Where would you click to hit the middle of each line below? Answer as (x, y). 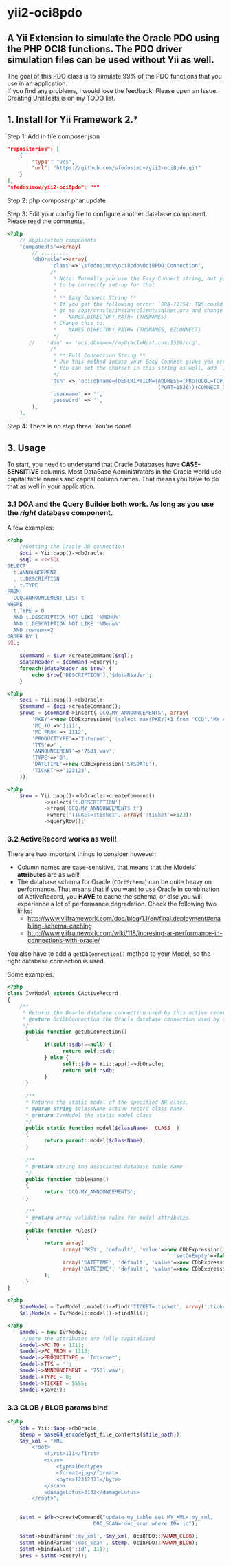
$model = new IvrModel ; (54, 1332)
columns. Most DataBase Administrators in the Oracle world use (131, 472)
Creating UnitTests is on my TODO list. (61, 98)
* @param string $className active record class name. (106, 1109)
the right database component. (60, 513)
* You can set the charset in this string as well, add (135, 368)
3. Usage (26, 448)
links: (24, 911)
